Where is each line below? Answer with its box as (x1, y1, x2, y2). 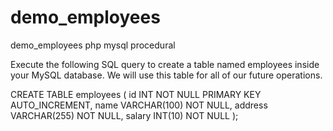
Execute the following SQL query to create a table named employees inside (10, 58, 320, 70)
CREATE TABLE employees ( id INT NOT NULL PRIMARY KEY (10, 88, 262, 100)
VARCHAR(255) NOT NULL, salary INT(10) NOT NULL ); (10, 109, 239, 121)
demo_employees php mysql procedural (10, 39, 176, 51)
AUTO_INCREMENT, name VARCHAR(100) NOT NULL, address (10, 99, 268, 111)
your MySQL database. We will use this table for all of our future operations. (10, 69, 323, 81)
